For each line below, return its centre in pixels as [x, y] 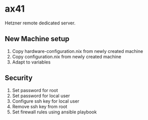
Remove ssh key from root [40, 106]
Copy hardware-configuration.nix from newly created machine [78, 51]
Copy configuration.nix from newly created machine [67, 56]
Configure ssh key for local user [46, 101]
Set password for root [35, 90]
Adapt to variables [31, 62]
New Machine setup [37, 39]
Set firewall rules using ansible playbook [54, 112]
